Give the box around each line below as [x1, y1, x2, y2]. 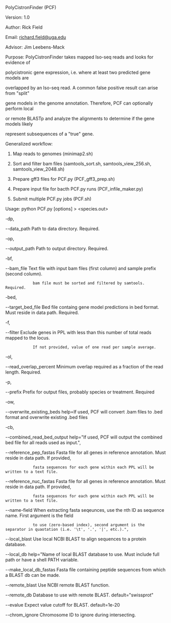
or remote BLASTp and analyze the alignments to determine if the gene [5, 115, 155, 121]
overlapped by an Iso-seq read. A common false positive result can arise [5, 85, 158, 91]
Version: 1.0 [5, 14, 30, 20]
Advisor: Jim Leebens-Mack [5, 44, 65, 50]
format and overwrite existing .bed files [5, 414, 88, 420]
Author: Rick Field [5, 24, 43, 30]
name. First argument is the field [5, 512, 74, 518]
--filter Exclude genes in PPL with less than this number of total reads [5, 329, 152, 335]
